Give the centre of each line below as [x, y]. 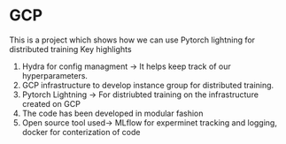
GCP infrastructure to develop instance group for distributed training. [148, 85]
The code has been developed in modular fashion [112, 113]
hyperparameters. [55, 75]
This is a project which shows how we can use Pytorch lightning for [132, 40]
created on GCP [51, 103]
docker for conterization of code [81, 132]
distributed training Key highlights [70, 49]
